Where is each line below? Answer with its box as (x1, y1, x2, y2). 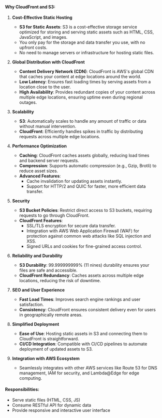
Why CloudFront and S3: (5, 4, 56, 10)
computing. (19, 375, 42, 381)
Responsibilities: (5, 386, 40, 392)
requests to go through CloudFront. (19, 212, 90, 218)
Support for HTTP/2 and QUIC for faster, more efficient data (26, 183, 146, 189)
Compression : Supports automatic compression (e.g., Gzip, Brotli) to (19, 163, 157, 169)
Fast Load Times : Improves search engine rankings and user (19, 296, 141, 303)
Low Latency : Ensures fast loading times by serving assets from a (19, 79, 151, 85)
